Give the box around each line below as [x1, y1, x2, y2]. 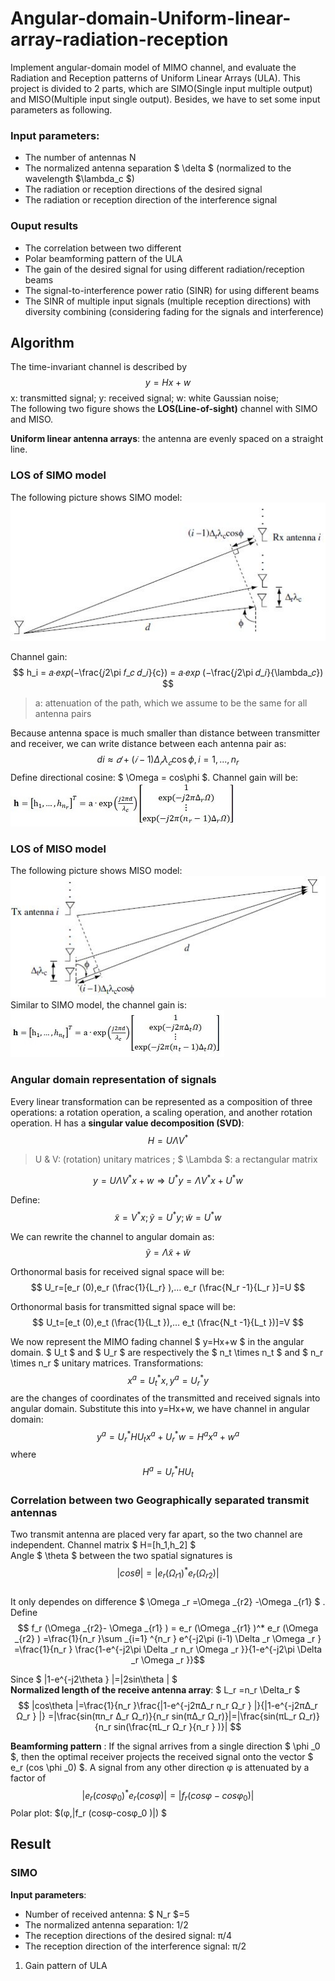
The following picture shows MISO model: [10, 865, 183, 877]
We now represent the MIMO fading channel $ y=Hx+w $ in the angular [10, 1335, 305, 1347]
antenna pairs [34, 708, 92, 720]
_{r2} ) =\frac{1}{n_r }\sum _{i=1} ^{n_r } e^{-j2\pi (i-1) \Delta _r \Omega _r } [14, 1632, 322, 1644]
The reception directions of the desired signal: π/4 [24, 1929, 232, 1941]
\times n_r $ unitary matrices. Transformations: [10, 1357, 204, 1369]
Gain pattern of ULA [24, 1959, 108, 1971]
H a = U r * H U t [142, 1464, 194, 1480]
